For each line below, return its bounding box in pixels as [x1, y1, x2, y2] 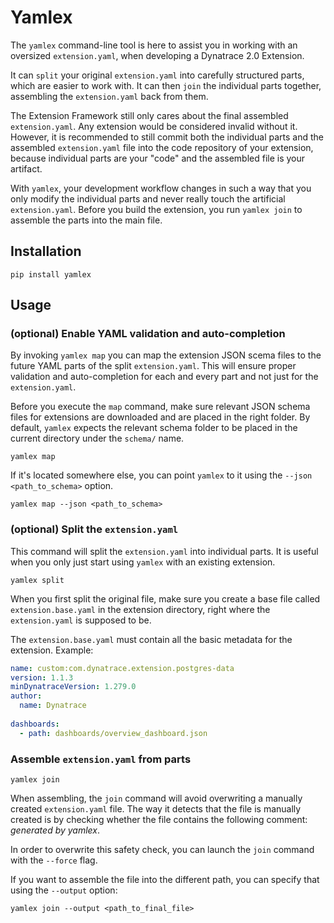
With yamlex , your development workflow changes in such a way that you [10, 182, 312, 194]
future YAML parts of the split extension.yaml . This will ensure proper [10, 360, 297, 372]
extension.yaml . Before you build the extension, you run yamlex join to [10, 203, 303, 215]
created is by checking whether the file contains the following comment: [10, 814, 308, 826]
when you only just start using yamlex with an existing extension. [10, 556, 276, 568]
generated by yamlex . [10, 824, 101, 836]
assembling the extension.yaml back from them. [10, 90, 209, 102]
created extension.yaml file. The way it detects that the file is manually [10, 803, 302, 815]
